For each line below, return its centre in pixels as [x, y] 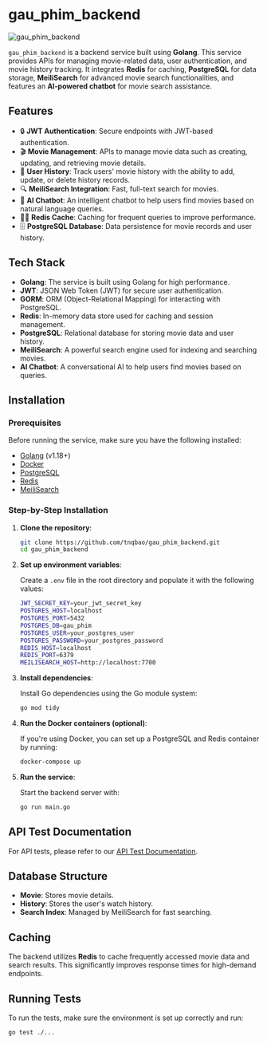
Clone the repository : [56, 527]
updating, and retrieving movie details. [83, 163]
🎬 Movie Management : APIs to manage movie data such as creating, [133, 151]
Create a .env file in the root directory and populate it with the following [137, 581]
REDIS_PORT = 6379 [47, 656]
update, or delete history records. [75, 179]
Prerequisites [35, 423]
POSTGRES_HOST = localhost [61, 611]
